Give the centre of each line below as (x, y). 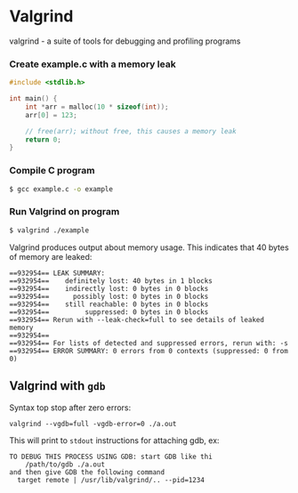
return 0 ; (44, 140)
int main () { (33, 99)
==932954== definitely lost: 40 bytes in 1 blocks (111, 281)
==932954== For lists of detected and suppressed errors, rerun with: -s (149, 343)
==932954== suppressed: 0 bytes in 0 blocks (109, 312)
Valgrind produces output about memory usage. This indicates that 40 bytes (149, 247)
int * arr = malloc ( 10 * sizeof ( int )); (97, 107)
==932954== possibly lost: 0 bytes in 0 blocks (109, 296)
